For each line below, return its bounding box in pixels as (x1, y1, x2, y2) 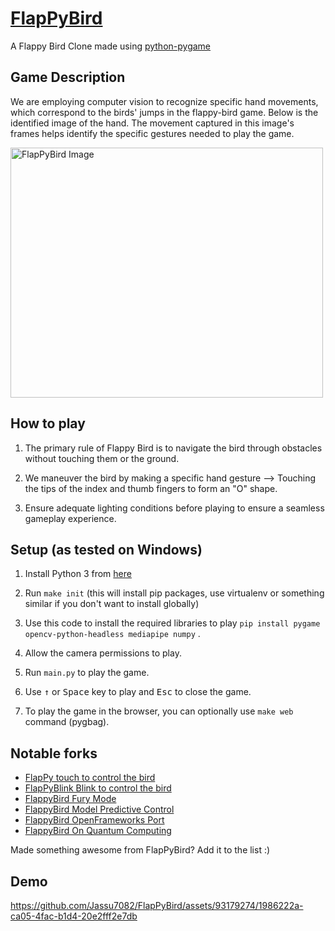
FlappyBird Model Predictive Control (24, 803, 175, 816)
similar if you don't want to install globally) (24, 598, 200, 610)
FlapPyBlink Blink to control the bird (24, 782, 172, 794)
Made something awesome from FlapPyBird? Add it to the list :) (10, 844, 271, 856)
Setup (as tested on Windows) (10, 541, 203, 558)
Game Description (10, 69, 126, 86)
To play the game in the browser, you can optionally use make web (24, 705, 294, 717)
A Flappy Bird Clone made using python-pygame (10, 40, 212, 52)
